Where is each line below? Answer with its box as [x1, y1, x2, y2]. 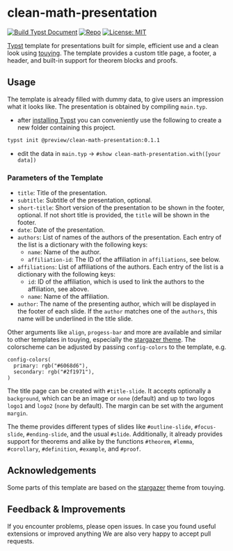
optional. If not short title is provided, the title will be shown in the [17, 210, 210, 219]
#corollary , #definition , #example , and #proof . [7, 444, 141, 453]
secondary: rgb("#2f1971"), [13, 368, 95, 375]
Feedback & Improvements [7, 504, 126, 515]
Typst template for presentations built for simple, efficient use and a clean [7, 41, 219, 49]
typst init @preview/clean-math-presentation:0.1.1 [7, 137, 160, 143]
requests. [7, 536, 35, 545]
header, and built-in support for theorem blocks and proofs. [7, 56, 178, 64]
